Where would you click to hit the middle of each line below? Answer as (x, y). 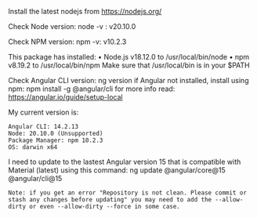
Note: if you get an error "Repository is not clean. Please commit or (127, 193)
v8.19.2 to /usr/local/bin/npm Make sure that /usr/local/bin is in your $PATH (129, 65)
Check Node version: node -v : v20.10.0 (72, 26)
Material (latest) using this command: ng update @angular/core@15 (117, 170)
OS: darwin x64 (33, 147)
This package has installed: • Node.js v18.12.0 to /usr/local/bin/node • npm (129, 57)
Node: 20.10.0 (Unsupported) (56, 133)
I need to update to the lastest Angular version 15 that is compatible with (125, 162)
